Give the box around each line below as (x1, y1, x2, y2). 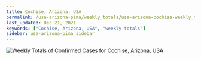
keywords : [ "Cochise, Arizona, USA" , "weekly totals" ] (6, 25, 146, 31)
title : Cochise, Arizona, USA (6, 8, 82, 15)
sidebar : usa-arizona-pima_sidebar (6, 31, 95, 37)
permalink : (6, 14, 33, 20)
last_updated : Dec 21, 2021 (6, 20, 77, 26)
